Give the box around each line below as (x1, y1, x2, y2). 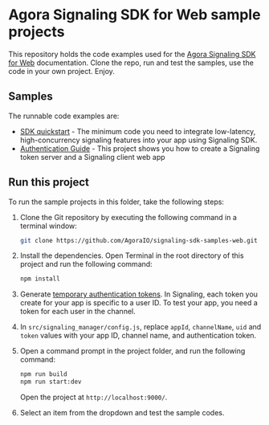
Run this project (8, 175, 90, 190)
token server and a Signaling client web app (19, 152, 166, 161)
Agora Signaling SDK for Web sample (8, 6, 261, 24)
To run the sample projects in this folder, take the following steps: (8, 197, 225, 206)
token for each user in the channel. (19, 307, 136, 317)
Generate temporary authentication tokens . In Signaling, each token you (19, 289, 259, 299)
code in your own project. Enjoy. (8, 66, 115, 76)
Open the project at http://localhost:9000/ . (19, 392, 168, 403)
